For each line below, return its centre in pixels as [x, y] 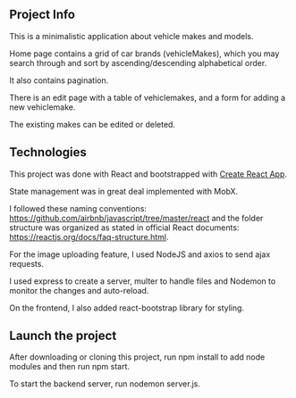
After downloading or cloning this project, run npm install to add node [137, 357]
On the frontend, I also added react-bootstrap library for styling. [127, 308]
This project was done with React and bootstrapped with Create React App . [148, 174]
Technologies [48, 152]
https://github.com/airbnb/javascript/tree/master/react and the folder [136, 218]
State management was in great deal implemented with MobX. [124, 191]
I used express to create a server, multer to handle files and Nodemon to [143, 281]
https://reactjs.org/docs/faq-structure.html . [89, 236]
